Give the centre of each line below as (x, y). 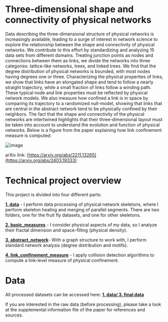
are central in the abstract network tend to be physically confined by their (81, 109)
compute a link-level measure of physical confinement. (62, 260)
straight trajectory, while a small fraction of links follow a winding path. (78, 87)
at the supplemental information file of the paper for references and (75, 309)
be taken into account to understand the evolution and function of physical (82, 125)
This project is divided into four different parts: (53, 194)
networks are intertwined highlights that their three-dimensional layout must (84, 119)
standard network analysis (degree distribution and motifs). (67, 245)
